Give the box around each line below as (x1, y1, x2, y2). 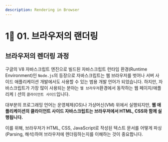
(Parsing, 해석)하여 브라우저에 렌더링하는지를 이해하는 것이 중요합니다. (5, 131, 143, 137)
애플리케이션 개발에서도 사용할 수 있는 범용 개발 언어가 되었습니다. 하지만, (14, 78, 158, 84)
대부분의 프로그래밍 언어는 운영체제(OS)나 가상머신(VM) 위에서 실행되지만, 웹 (5, 101, 156, 107)
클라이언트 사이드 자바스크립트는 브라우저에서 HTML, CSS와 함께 (30, 108, 157, 114)
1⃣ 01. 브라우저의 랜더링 (5, 30, 98, 41)
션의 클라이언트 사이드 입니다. (17, 91, 70, 97)
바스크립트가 (5, 84, 30, 90)
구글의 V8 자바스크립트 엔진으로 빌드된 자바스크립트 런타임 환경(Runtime (5, 66, 147, 72)
